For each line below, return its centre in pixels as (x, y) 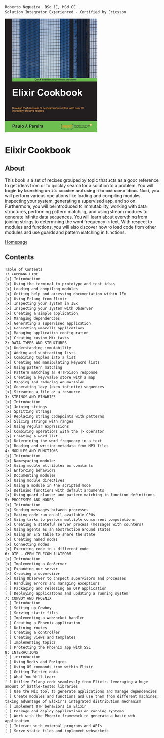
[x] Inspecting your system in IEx (41, 303)
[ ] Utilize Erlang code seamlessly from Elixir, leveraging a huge (77, 682)
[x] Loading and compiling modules (41, 289)
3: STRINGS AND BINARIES (30, 397)
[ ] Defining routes (26, 628)
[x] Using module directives (35, 480)
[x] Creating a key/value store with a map (50, 377)
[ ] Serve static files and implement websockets (57, 731)
